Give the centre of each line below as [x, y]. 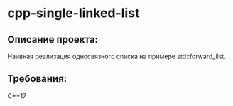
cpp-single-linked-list [74, 13]
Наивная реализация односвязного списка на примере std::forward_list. [116, 56]
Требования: [37, 79]
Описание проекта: [53, 39]
